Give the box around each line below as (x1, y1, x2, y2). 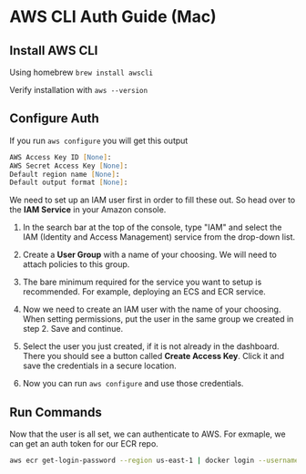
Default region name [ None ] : (9, 170, 120, 179)
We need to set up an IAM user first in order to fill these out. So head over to (9, 194, 296, 206)
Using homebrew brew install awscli (9, 67, 154, 77)
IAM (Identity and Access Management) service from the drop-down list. (22, 232, 296, 242)
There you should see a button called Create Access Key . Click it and (22, 351, 285, 362)
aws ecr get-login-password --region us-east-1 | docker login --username (9, 456, 300, 466)
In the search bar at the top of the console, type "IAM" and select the (22, 222, 282, 233)
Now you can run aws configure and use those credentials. (22, 378, 244, 389)
